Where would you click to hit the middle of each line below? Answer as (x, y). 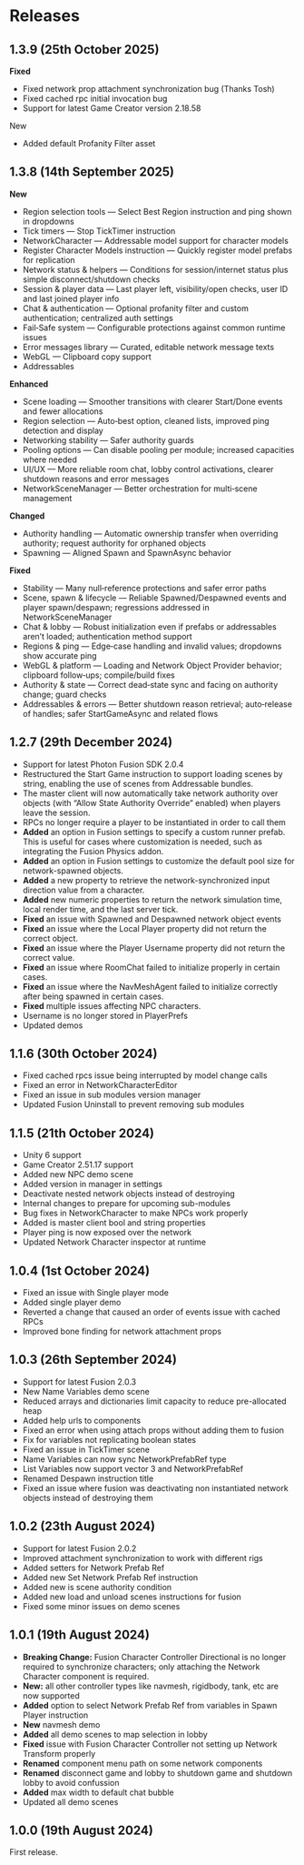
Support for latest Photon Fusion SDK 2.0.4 (103, 764)
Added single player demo (72, 1303)
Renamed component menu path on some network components (142, 1763)
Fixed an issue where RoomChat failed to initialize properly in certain (151, 967)
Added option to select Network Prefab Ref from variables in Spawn (150, 1705)
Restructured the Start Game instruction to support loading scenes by (152, 773)
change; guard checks (64, 694)
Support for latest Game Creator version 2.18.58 (112, 108)
